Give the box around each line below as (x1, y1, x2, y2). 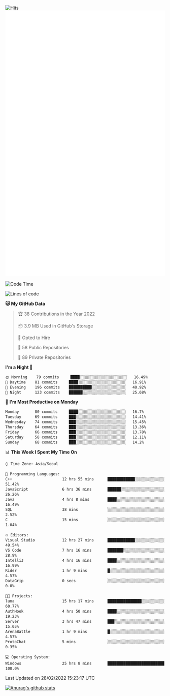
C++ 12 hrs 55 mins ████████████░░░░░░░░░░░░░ (5, 477, 165, 482)
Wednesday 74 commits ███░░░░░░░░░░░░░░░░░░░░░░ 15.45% (5, 419, 146, 425)
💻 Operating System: (5, 655, 51, 660)
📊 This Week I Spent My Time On (5, 449, 77, 455)
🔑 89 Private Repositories (17, 354, 71, 360)
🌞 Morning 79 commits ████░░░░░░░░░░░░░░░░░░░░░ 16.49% (5, 375, 148, 380)
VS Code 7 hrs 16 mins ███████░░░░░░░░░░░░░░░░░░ (5, 548, 165, 553)
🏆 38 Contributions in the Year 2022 (17, 311, 95, 317)
